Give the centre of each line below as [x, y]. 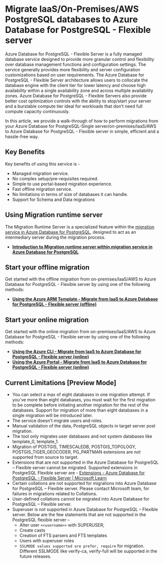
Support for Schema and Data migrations [53, 199]
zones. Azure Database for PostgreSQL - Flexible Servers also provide [76, 96]
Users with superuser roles [47, 541]
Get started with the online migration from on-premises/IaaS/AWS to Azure [80, 332]
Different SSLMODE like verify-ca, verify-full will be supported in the [88, 551]
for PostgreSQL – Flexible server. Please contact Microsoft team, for [81, 488]
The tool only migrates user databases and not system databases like [82, 436]
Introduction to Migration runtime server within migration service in [82, 247]
